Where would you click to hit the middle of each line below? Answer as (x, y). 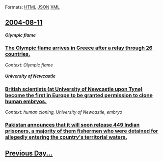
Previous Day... (29, 153)
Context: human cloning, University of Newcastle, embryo (64, 112)
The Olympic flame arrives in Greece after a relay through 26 (79, 48)
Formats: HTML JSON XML (32, 7)
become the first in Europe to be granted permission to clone (79, 95)
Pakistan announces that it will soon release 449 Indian (72, 125)
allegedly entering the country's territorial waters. (66, 137)
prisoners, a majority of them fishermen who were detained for (81, 131)
